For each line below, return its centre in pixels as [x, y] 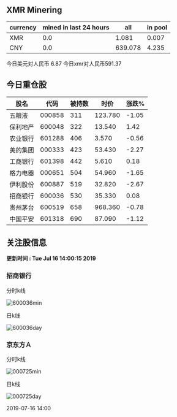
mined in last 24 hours [76, 27]
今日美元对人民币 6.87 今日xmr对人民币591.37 [64, 63]
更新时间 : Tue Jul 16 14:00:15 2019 [51, 258]
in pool [157, 27]
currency [23, 27]
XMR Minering [34, 10]
